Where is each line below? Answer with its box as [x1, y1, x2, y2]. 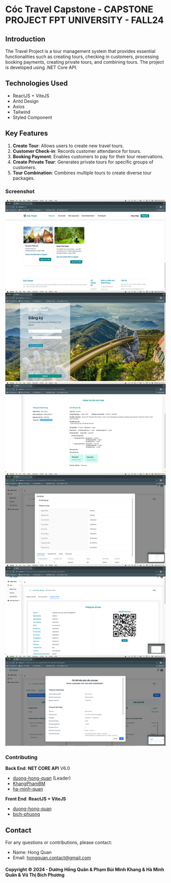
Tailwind [12, 108, 31, 115]
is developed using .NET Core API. [5, 65, 77, 70]
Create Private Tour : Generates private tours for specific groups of [12, 159, 154, 165]
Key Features [5, 129, 48, 138]
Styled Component [12, 114, 52, 120]
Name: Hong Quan [12, 849, 52, 856]
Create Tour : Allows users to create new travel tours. [12, 143, 124, 149]
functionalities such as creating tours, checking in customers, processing [5, 53, 159, 60]
